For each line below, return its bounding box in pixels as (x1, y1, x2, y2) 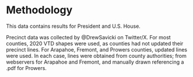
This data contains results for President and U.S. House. (6, 23, 141, 30)
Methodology (6, 3, 73, 17)
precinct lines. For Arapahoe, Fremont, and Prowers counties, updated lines (6, 46, 188, 53)
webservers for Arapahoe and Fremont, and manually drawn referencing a (6, 58, 184, 65)
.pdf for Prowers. (6, 64, 47, 71)
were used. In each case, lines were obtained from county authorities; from (6, 52, 187, 59)
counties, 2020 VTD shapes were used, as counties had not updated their (6, 40, 184, 47)
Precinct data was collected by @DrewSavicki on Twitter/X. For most (6, 34, 171, 41)
